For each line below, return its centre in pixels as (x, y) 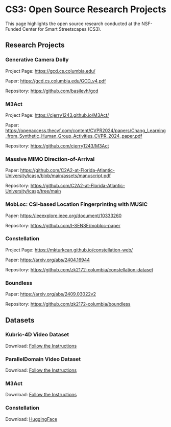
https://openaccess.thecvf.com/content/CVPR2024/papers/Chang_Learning (86, 130)
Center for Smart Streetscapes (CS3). (62, 29)
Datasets (20, 320)
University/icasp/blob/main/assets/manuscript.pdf (58, 176)
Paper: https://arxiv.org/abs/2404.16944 (48, 260)
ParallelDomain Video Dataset (43, 359)
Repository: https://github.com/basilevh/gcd (52, 91)
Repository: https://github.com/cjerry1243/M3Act (57, 146)
